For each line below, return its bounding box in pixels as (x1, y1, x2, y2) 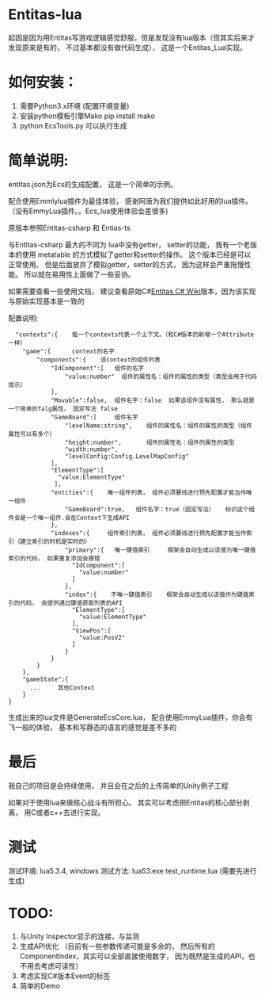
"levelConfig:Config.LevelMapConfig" (64, 452, 190, 461)
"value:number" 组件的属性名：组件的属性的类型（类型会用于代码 (64, 373, 257, 380)
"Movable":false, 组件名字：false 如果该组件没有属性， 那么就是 (50, 396, 255, 404)
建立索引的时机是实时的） (19, 537, 91, 545)
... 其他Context (28, 683, 95, 691)
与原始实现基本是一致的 (8, 296, 85, 306)
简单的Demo (19, 981, 61, 990)
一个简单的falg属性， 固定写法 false (8, 404, 119, 413)
